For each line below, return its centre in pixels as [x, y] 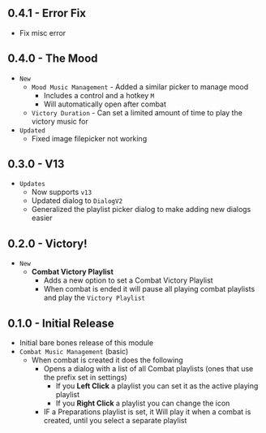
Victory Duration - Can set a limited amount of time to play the [137, 112]
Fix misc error [43, 32]
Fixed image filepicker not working [89, 138]
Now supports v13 [62, 192]
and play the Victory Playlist [94, 298]
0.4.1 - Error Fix [47, 13]
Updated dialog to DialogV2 [77, 201]
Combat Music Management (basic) [74, 352]
